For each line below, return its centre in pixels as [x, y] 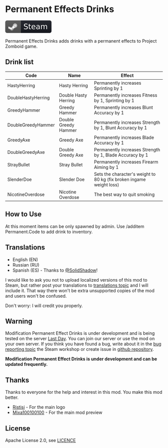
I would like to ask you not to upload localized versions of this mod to [76, 280]
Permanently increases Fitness [126, 95]
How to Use [23, 214]
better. [12, 397]
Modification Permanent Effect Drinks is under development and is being [80, 333]
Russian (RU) [26, 265]
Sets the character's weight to [125, 174]
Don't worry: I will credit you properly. [44, 305]
